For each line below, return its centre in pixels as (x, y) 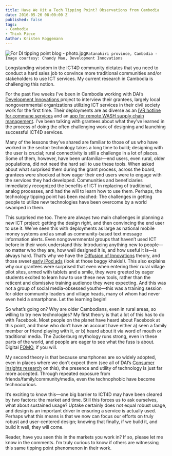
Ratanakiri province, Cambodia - (122, 54)
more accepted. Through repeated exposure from (58, 373)
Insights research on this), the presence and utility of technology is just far (84, 368)
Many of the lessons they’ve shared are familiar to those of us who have (82, 142)
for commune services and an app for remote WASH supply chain (75, 115)
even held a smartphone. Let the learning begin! (56, 299)
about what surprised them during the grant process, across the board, (80, 169)
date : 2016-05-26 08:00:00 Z (36, 15)
